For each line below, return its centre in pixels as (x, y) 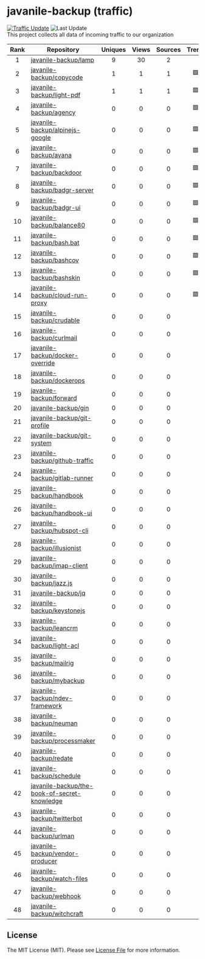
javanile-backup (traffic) (70, 11)
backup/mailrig (52, 663)
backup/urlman (53, 836)
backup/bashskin (56, 277)
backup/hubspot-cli (60, 530)
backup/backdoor (56, 172)
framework (47, 706)
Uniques (114, 49)
